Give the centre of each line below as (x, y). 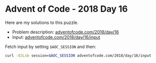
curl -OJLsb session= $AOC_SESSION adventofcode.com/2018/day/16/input (78, 55)
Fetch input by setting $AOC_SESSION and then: (51, 46)
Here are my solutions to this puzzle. (42, 22)
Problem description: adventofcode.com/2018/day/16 (66, 32)
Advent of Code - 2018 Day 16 (67, 9)
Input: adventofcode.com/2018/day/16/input (56, 37)
